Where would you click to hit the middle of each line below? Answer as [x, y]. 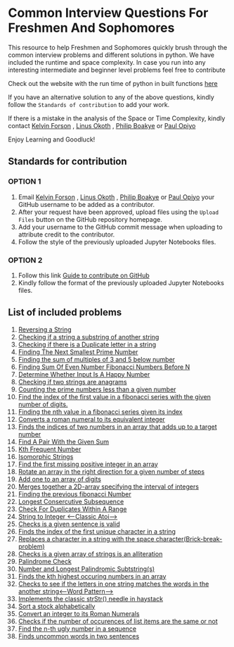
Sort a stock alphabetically [57, 606]
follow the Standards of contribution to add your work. [89, 104]
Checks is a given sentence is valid [69, 524]
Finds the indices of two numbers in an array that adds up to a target [117, 427]
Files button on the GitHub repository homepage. [90, 219]
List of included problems [65, 312]
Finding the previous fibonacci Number [75, 494]
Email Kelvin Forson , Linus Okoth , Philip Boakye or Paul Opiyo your [116, 197]
